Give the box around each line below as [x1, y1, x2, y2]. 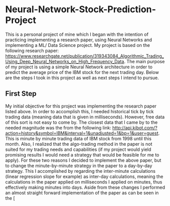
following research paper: [5, 47, 59, 54]
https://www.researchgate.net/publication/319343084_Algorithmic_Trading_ [5, 53, 164, 59]
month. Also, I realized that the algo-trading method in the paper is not [5, 141, 152, 147]
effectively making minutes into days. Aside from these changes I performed [5, 184, 165, 190]
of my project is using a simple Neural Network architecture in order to [5, 64, 153, 70]
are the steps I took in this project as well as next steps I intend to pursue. [5, 74, 159, 81]
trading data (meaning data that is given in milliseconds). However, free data [5, 114, 165, 120]
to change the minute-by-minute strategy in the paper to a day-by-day [5, 162, 152, 169]
